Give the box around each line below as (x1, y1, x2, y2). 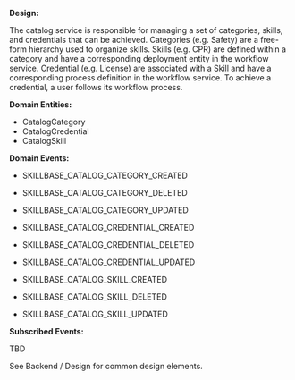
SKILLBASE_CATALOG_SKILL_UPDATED (21, 308, 168, 319)
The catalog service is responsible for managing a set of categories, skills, (9, 25, 283, 35)
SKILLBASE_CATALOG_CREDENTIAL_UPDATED (21, 257, 196, 267)
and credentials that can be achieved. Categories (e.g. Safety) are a (9, 35, 259, 45)
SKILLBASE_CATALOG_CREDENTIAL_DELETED (21, 240, 195, 249)
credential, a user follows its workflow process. (9, 82, 183, 92)
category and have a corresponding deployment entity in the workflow (9, 54, 269, 63)
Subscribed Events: (9, 326, 84, 336)
